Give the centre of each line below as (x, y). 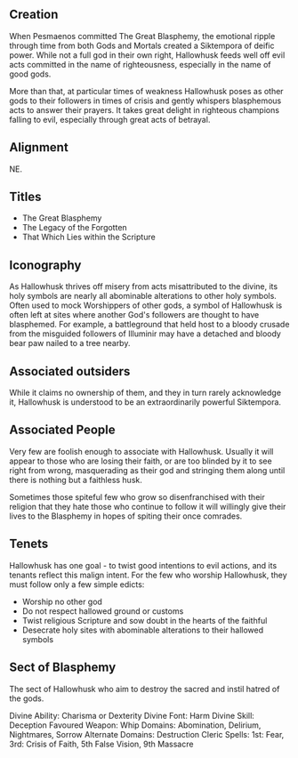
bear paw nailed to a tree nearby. (70, 343)
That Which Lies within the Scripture (89, 237)
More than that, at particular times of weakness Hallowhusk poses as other (146, 91)
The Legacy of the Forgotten (74, 228)
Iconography (45, 265)
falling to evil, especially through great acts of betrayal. (110, 119)
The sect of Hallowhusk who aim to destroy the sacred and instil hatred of (145, 689)
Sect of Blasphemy (63, 668)
